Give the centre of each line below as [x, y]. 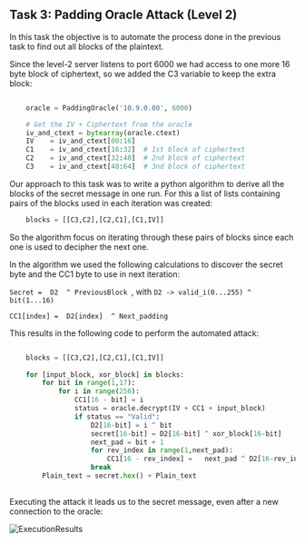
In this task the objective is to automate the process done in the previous [145, 36]
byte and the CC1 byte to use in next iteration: [95, 274]
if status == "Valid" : [117, 417]
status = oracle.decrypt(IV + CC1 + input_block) [170, 409]
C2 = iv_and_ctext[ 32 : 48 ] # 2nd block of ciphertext [136, 158]
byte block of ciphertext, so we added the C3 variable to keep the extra [143, 74]
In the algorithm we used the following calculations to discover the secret [146, 264]
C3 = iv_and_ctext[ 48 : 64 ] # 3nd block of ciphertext [136, 167]
